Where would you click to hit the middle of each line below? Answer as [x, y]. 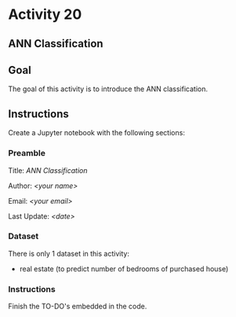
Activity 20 [45, 15]
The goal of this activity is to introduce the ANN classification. [108, 89]
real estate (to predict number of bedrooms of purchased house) [124, 268]
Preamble [27, 153]
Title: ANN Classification [48, 170]
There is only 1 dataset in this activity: [69, 253]
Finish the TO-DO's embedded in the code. [78, 306]
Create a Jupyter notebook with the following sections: [97, 133]
